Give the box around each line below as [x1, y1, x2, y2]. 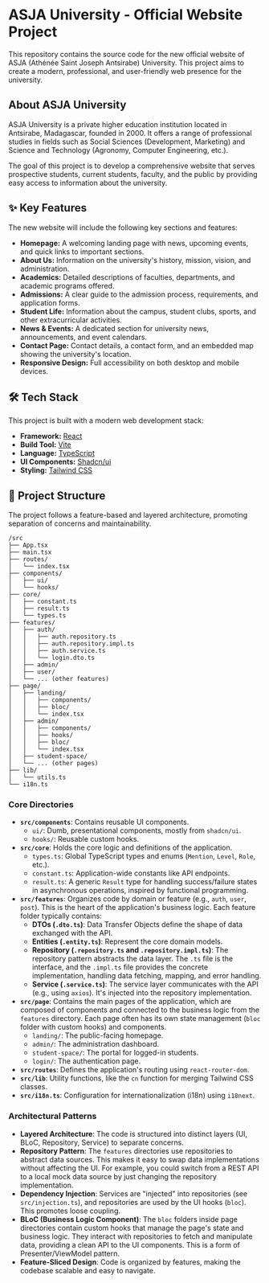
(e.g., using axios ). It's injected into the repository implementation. [31, 988, 252, 998]
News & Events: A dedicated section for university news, [19, 323, 209, 333]
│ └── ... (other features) [8, 675, 110, 683]
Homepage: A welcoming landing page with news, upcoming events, [19, 238, 249, 248]
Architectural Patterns [8, 1111, 97, 1122]
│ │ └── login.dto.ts [8, 654, 95, 662]
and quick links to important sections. [19, 247, 145, 256]
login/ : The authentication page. [31, 1056, 141, 1066]
